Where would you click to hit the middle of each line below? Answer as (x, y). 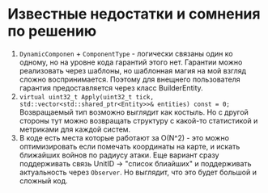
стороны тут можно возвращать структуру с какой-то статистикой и (138, 120)
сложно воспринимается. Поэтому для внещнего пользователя (130, 79)
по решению (52, 31)
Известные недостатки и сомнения (134, 14)
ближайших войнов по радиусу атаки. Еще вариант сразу (119, 155)
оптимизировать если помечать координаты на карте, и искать (130, 146)
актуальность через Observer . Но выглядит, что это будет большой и (138, 172)
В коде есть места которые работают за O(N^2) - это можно (124, 137)
